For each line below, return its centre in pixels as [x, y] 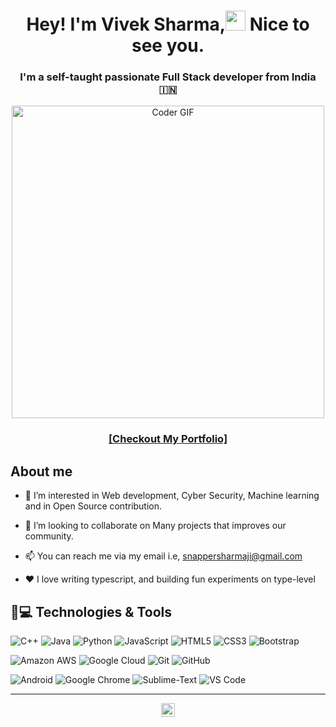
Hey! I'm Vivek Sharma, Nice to [168, 24]
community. [49, 536]
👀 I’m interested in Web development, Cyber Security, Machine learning [172, 496]
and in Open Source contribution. [93, 506]
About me [41, 471]
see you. [168, 46]
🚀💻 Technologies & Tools [91, 611]
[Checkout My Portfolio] [168, 439]
